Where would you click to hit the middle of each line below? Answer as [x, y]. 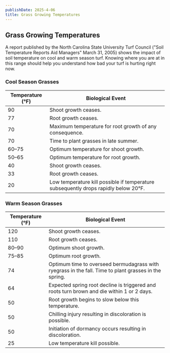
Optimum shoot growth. [77, 247]
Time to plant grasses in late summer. [94, 141]
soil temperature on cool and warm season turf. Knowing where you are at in [85, 58]
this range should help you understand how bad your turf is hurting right [80, 63]
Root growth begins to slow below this [94, 299]
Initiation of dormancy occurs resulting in [97, 328]
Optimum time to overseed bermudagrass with [104, 264]
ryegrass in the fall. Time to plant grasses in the [105, 270]
